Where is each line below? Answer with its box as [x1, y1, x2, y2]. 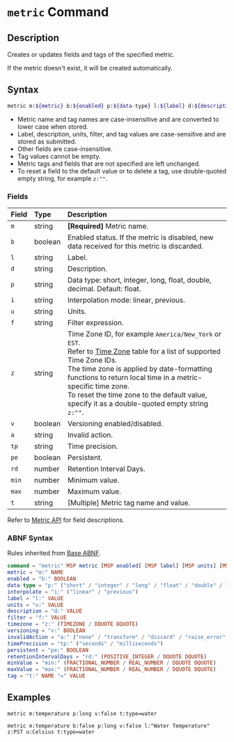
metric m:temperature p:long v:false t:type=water [7, 710, 157, 717]
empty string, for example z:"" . [17, 174, 108, 182]
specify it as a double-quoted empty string [67, 398, 209, 408]
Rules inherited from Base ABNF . [7, 549, 101, 558]
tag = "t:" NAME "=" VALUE [7, 672, 86, 679]
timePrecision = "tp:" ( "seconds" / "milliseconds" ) [7, 640, 164, 647]
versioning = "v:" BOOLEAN [7, 627, 86, 634]
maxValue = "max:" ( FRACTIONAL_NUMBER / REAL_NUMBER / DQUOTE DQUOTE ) [7, 666, 217, 673]
